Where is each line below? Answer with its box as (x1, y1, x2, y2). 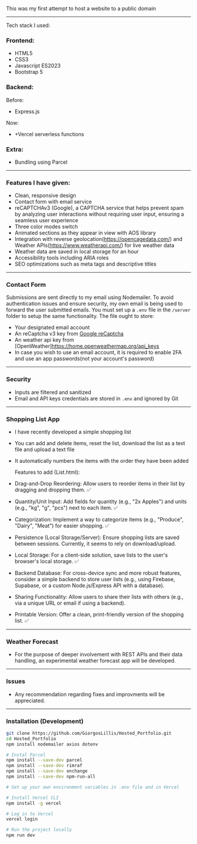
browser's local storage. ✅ (14, 558, 79, 565)
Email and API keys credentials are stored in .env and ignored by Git (14, 395, 179, 402)
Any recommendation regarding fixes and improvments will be (14, 690, 165, 697)
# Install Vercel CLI (6, 795, 59, 801)
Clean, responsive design (14, 192, 76, 199)
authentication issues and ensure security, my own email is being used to (6, 300, 183, 307)
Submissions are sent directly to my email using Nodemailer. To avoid (6, 294, 174, 301)
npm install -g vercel (6, 800, 62, 806)
